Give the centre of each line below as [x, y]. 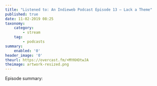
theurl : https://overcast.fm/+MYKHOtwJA [47, 60]
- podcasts [34, 42]
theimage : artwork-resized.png [37, 64]
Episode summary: [24, 79]
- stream [32, 32]
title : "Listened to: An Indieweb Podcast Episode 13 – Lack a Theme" [79, 10]
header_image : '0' [24, 55]
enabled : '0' [27, 51]
